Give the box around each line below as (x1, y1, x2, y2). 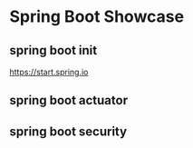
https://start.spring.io (9, 66, 89, 77)
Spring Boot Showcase (9, 6, 184, 27)
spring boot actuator (9, 93, 129, 108)
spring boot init (9, 43, 98, 58)
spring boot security (9, 123, 128, 139)
